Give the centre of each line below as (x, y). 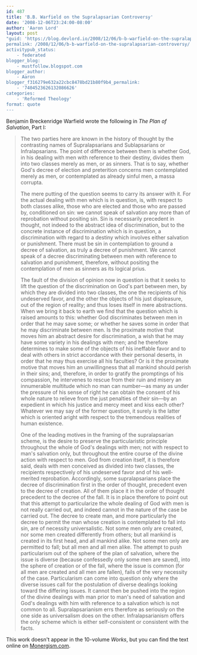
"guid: (14, 39)
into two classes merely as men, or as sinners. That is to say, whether (104, 163)
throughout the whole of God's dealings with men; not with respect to (104, 447)
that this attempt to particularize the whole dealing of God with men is (105, 503)
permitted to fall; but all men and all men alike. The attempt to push (101, 547)
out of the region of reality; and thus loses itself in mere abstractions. (104, 305)
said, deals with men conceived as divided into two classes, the (97, 466)
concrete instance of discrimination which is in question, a (91, 231)
